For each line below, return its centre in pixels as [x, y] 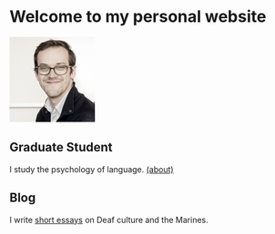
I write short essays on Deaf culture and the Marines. [109, 219]
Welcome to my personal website [138, 17]
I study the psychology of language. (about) [92, 169]
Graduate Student [61, 147]
